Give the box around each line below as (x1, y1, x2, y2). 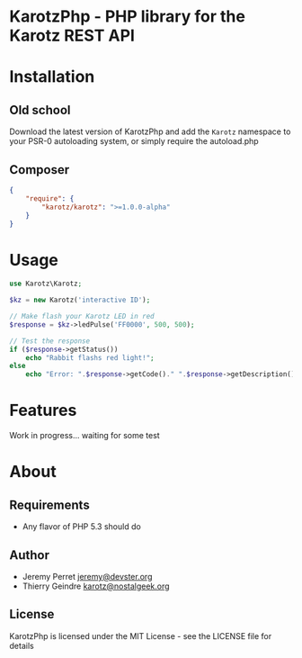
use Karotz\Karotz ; (9, 279, 83, 289)
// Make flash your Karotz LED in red (9, 312, 155, 321)
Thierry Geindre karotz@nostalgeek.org (22, 581, 170, 591)
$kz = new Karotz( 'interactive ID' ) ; (9, 295, 151, 305)
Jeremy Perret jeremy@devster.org (22, 571, 153, 581)
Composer (9, 162, 70, 177)
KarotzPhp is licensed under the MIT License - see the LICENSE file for (9, 630, 272, 641)
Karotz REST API (9, 25, 135, 46)
